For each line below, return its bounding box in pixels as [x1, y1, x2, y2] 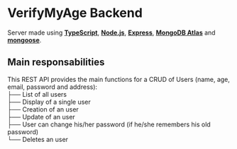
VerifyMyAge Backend [7, 5, 143, 21]
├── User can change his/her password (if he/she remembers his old [7, 120, 211, 129]
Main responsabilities [7, 56, 105, 68]
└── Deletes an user [7, 135, 69, 143]
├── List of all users [7, 90, 67, 98]
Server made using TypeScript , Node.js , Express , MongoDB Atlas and [7, 28, 216, 37]
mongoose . [7, 35, 42, 44]
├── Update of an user [7, 112, 76, 121]
